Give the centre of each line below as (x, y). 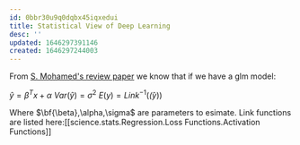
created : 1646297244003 (54, 51)
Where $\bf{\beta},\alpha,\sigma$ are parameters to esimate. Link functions (150, 112)
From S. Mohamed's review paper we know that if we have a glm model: (143, 76)
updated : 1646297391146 (54, 43)
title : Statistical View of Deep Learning (90, 26)
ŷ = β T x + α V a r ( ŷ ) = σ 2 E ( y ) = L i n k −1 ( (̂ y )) (86, 94)
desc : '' (26, 34)
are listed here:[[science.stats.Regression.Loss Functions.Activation (135, 122)
